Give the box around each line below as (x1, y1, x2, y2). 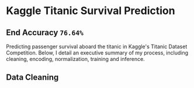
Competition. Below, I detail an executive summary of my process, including (6, 49, 189, 56)
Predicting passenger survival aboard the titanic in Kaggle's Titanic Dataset (6, 43, 188, 50)
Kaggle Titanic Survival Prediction (6, 4, 175, 18)
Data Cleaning (6, 72, 59, 83)
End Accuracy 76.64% (6, 28, 84, 38)
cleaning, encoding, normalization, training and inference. (6, 56, 145, 62)
